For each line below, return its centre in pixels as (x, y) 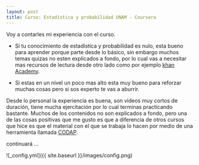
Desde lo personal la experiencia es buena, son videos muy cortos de (92, 100)
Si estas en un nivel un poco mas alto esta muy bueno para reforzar (98, 82)
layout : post (22, 12)
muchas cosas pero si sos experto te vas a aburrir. (77, 89)
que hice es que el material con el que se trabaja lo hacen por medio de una (99, 126)
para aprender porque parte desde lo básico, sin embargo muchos (97, 52)
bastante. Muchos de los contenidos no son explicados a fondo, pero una (97, 113)
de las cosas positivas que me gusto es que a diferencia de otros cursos (95, 119)
